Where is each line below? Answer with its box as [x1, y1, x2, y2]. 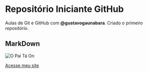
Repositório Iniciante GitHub [5, 3, 124, 15]
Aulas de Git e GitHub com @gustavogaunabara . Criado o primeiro [5, 20, 143, 26]
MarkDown [5, 40, 40, 48]
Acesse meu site [5, 62, 39, 68]
